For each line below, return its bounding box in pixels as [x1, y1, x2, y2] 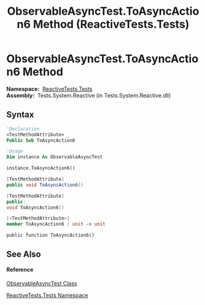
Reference [6, 266, 34, 274]
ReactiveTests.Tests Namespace [6, 291, 88, 299]
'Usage [6, 149, 23, 155]
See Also [6, 249, 41, 259]
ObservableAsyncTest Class [6, 279, 77, 287]
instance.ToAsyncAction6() [6, 165, 75, 171]
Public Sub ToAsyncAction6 [6, 137, 75, 144]
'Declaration [6, 126, 40, 132]
